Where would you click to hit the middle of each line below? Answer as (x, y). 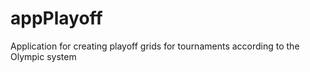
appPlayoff (56, 18)
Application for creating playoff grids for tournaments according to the (155, 46)
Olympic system (43, 56)
